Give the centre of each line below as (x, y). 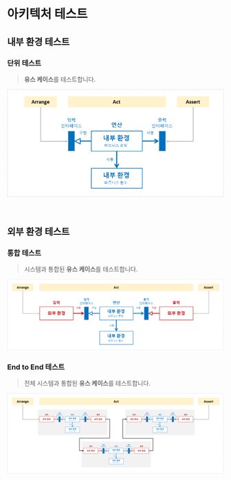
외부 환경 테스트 (38, 231)
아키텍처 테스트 (47, 14)
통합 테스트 (24, 253)
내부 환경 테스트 (38, 42)
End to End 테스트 (36, 367)
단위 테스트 (24, 63)
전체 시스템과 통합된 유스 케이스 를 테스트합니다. (87, 384)
